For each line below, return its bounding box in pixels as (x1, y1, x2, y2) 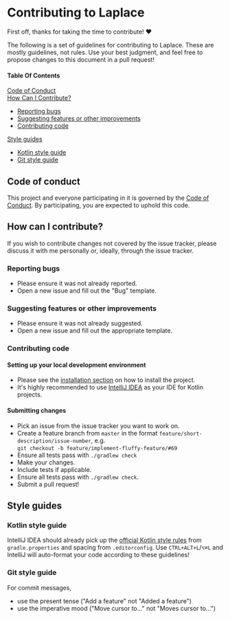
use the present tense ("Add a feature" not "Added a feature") (16, 596, 192, 605)
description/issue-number (16, 438, 91, 444)
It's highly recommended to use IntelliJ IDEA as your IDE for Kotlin (16, 383, 204, 392)
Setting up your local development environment (7, 361, 146, 369)
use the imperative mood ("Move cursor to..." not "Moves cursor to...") (16, 604, 216, 612)
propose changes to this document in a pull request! (7, 55, 154, 63)
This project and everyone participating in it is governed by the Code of (7, 194, 209, 202)
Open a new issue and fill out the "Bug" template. (16, 286, 157, 295)
